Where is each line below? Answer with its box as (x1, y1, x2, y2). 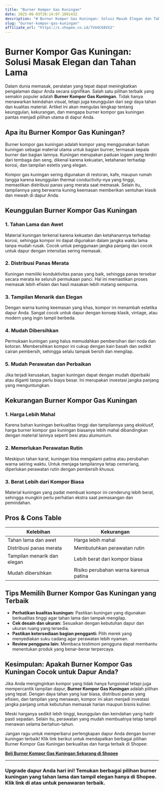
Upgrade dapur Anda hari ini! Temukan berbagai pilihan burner (5, 767, 157, 774)
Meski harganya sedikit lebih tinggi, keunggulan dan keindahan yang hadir (5, 711, 154, 717)
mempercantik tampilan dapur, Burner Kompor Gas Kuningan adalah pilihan (5, 686, 159, 692)
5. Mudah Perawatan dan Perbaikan (5, 361, 91, 367)
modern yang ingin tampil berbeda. (5, 315, 76, 321)
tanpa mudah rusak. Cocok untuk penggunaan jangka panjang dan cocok (5, 243, 153, 248)
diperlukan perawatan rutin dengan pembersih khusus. (5, 466, 116, 472)
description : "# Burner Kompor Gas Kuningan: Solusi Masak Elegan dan (5, 16, 152, 21)
